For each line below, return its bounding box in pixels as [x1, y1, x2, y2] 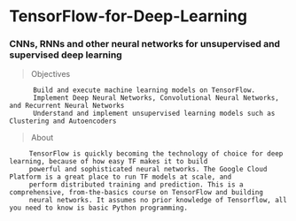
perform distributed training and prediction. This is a [28, 180, 244, 189]
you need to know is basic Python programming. [9, 203, 189, 213]
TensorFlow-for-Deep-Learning [9, 6, 248, 27]
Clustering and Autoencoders [9, 117, 117, 126]
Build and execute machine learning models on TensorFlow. [32, 86, 255, 95]
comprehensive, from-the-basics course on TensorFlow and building [9, 188, 264, 197]
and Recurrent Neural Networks [9, 102, 125, 110]
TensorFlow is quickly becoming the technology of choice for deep [28, 149, 284, 158]
